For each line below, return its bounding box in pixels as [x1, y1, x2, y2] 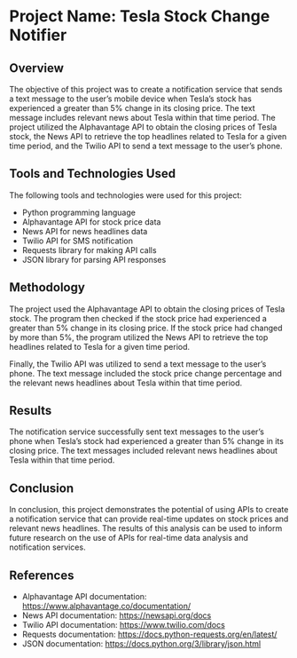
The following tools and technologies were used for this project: [9, 189, 242, 201]
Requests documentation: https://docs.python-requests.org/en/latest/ [21, 629, 277, 640]
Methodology [9, 280, 86, 295]
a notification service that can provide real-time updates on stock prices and [9, 513, 289, 525]
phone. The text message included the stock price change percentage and [9, 368, 282, 378]
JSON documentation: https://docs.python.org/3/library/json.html [21, 638, 262, 649]
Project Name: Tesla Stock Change [9, 6, 270, 27]
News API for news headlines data [21, 226, 148, 236]
